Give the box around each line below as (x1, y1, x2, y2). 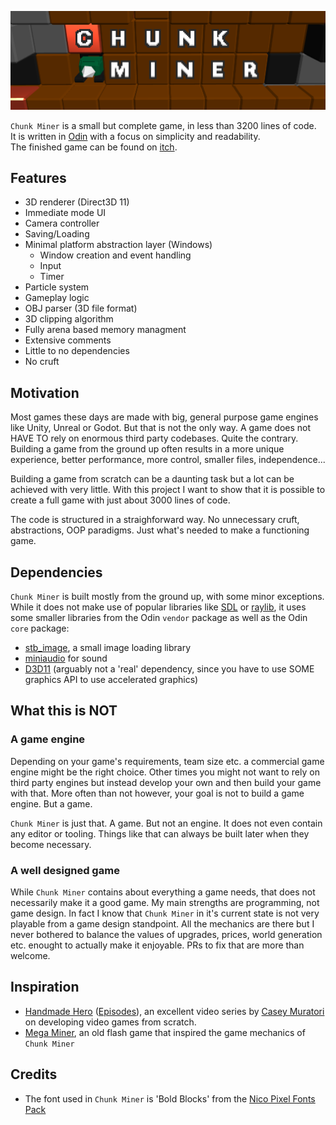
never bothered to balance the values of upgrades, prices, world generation (10, 929, 323, 940)
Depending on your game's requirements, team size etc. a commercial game (10, 755, 325, 767)
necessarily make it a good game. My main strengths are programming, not (10, 897, 320, 908)
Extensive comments (24, 334, 112, 346)
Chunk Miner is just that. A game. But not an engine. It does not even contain (10, 817, 323, 829)
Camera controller (24, 217, 100, 230)
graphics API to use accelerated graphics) (24, 674, 199, 686)
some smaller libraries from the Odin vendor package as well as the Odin (10, 612, 308, 624)
